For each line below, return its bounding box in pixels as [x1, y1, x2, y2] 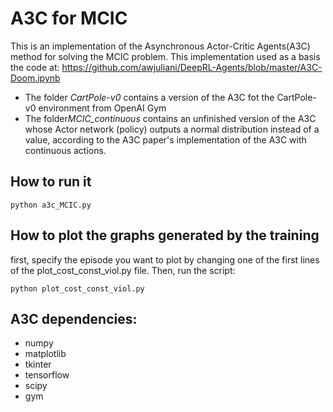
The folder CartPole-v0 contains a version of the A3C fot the [24, 91, 275, 103]
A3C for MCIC [10, 7, 128, 30]
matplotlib [24, 348, 67, 360]
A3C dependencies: [10, 310, 138, 327]
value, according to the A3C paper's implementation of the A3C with [24, 133, 307, 146]
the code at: [10, 61, 60, 73]
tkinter [24, 358, 52, 371]
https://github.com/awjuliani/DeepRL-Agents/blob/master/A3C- [61, 61, 323, 73]
